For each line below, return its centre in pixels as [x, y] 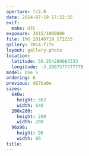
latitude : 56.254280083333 [45, 61]
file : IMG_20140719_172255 [39, 39]
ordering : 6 [21, 78]
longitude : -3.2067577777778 [47, 67]
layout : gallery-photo [34, 50]
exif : [13, 23]
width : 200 [30, 122]
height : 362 [31, 100]
